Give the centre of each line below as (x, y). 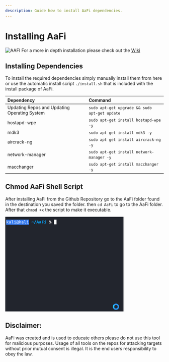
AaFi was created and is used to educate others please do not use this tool (82, 338)
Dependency (21, 100)
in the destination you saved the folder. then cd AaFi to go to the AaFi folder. (84, 204)
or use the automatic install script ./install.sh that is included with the (79, 84)
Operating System (26, 113)
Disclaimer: (23, 326)
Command (100, 100)
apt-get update (105, 114)
